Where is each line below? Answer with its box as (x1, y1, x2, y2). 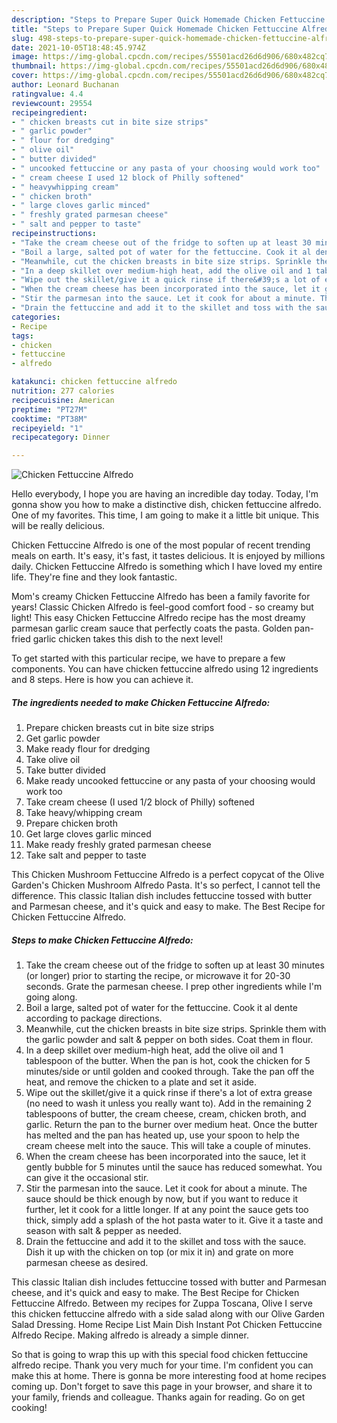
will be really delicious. (11, 520, 106, 532)
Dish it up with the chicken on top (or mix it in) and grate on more (25, 1246, 294, 1258)
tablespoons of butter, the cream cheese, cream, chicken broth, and (25, 1108, 307, 1120)
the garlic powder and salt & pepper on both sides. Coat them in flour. (25, 1034, 314, 1046)
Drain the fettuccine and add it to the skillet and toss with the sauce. (25, 1236, 307, 1248)
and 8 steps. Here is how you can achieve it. (11, 674, 194, 686)
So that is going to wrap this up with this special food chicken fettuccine (11, 1349, 309, 1361)
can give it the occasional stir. (25, 1172, 149, 1184)
